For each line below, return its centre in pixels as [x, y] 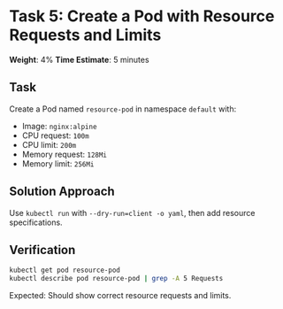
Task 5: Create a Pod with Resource [142, 16]
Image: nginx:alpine [59, 126]
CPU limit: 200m [49, 144]
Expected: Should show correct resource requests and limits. [120, 296]
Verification [42, 250]
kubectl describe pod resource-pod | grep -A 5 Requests [116, 279]
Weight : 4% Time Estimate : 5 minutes [79, 59]
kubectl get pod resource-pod [65, 270]
